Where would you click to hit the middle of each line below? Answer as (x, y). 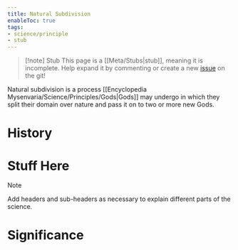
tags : (15, 27)
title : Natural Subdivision (49, 14)
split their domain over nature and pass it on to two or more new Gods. (111, 104)
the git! (35, 76)
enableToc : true (31, 21)
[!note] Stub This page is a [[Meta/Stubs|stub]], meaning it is (114, 60)
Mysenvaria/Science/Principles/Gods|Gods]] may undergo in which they (114, 97)
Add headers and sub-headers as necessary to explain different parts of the (119, 199)
